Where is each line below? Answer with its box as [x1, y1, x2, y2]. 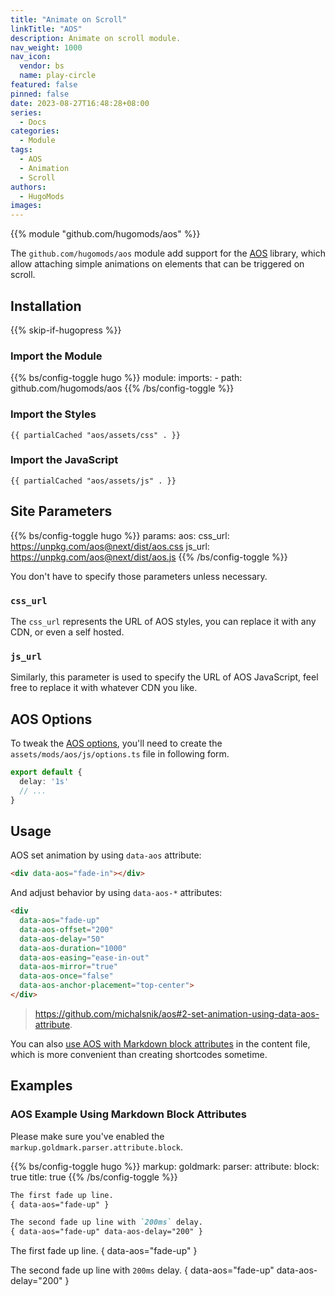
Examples [10, 1077, 73, 1095]
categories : [10, 126, 60, 136]
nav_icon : [10, 52, 52, 62]
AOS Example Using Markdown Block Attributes [10, 1107, 247, 1121]
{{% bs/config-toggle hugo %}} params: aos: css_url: [10, 529, 230, 541]
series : [10, 107, 43, 118]
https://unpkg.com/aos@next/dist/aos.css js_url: [10, 540, 210, 552]
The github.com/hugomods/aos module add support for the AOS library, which [10, 247, 326, 260]
